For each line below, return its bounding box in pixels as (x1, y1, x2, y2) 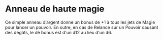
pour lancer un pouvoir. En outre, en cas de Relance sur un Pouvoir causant (5, 24, 159, 30)
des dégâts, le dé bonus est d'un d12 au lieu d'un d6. (5, 29, 112, 35)
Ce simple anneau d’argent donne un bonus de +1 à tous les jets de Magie (5, 19, 155, 25)
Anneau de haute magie (5, 3, 105, 14)
